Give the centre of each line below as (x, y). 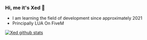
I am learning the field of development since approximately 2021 (77, 18)
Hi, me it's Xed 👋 (25, 8)
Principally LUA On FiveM (38, 23)
